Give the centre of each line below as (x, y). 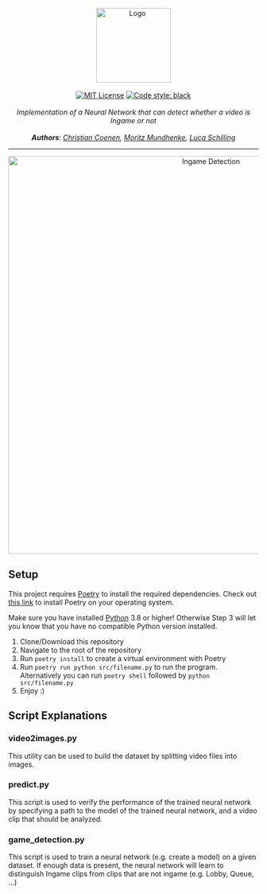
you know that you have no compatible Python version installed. (113, 626)
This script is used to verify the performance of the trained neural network (130, 802)
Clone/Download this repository (72, 641)
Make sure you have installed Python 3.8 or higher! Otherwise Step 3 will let (132, 617)
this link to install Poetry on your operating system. (91, 602)
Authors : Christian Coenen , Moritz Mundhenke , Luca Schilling (133, 138)
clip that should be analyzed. (56, 818)
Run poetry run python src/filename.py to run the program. (118, 667)
